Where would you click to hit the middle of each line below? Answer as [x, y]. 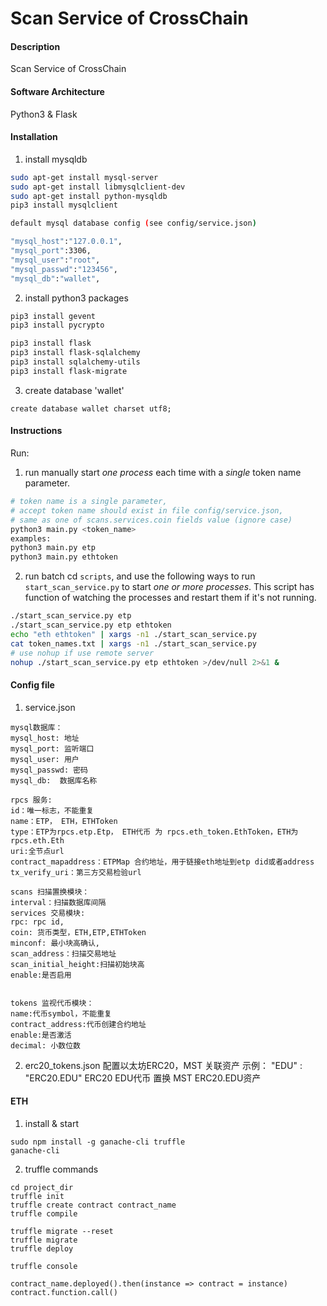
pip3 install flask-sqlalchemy [75, 353]
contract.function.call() [64, 1292]
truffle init [37, 1196]
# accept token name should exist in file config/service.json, [147, 510]
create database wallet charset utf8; [91, 408]
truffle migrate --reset [62, 1231]
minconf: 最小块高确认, [55, 943]
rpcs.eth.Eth [37, 840]
